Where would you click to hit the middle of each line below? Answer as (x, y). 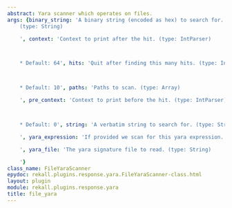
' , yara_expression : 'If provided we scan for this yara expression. (122, 137)
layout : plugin (29, 181)
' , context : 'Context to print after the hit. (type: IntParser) (116, 39)
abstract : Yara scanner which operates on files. (80, 13)
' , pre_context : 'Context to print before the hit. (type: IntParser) (123, 101)
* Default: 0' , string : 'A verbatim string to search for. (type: (117, 125)
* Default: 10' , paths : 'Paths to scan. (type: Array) (100, 88)
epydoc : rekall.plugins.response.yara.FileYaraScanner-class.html (105, 175)
